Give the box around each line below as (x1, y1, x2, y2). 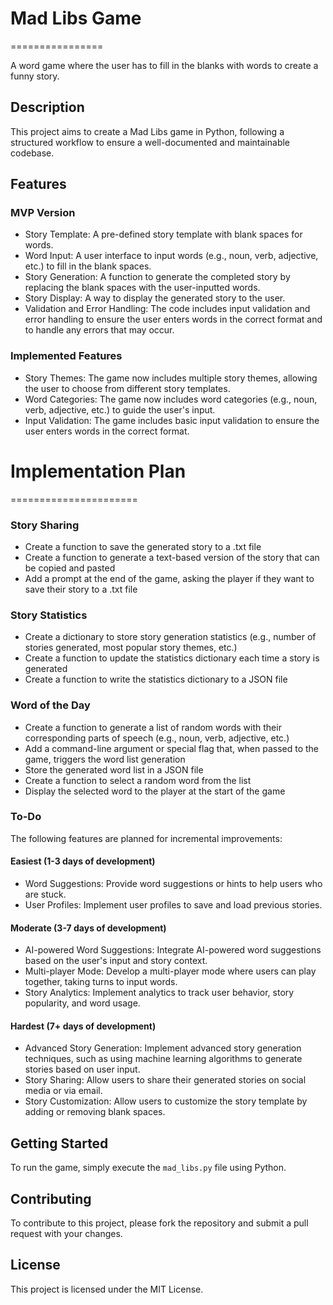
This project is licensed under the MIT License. (10, 1283, 204, 1295)
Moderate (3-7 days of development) (10, 922, 167, 934)
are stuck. (24, 888, 67, 901)
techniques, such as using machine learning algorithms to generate (24, 1053, 303, 1065)
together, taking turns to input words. (24, 976, 178, 988)
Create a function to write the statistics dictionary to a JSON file (24, 673, 288, 686)
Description (10, 99, 85, 116)
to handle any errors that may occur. (24, 324, 175, 336)
